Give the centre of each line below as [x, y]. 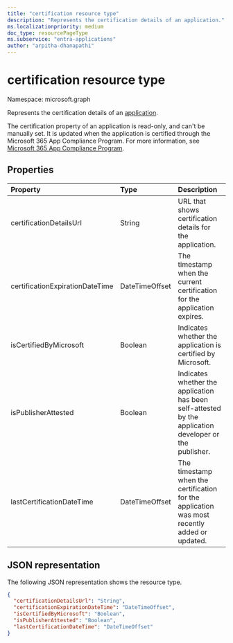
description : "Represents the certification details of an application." [116, 20]
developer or [199, 434]
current [190, 281]
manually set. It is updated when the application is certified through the [109, 133]
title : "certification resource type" [63, 14]
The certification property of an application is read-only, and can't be [106, 126]
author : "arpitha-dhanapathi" [51, 46]
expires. [191, 316]
